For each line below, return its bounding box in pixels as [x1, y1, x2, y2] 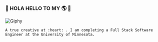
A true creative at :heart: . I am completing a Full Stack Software [5, 27, 153, 33]
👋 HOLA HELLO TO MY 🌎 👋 [5, 4, 71, 11]
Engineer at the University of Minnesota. [5, 32, 95, 37]
